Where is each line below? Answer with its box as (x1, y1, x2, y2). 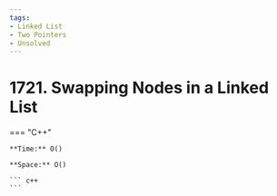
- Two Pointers (9, 30, 67, 39)
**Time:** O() (9, 144, 64, 154)
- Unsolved (9, 38, 51, 48)
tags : (9, 13, 30, 23)
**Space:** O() (9, 161, 67, 170)
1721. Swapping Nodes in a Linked (9, 78, 270, 98)
